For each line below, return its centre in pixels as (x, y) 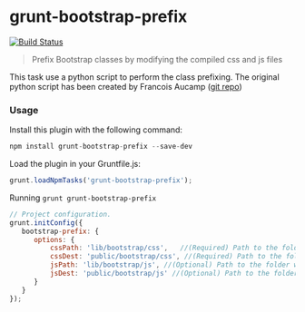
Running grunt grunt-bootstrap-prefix (83, 198)
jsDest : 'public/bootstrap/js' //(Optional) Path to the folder (174, 274)
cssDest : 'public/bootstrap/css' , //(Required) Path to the (166, 257)
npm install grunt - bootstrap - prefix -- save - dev (101, 147)
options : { (54, 239)
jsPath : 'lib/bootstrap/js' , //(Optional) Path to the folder (170, 265)
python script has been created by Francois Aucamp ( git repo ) (126, 86)
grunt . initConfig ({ (46, 223)
